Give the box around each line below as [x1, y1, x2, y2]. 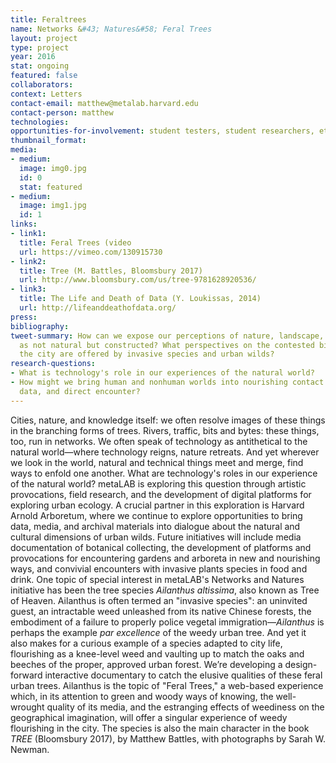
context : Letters [10, 89, 83, 99]
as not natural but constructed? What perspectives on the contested [19, 340, 315, 350]
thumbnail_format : [10, 136, 87, 146]
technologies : [10, 117, 70, 127]
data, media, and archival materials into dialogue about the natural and [10, 520, 301, 532]
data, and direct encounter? [19, 386, 141, 396]
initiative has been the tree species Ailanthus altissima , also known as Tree [10, 584, 320, 596]
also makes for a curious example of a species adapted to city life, [10, 637, 283, 649]
